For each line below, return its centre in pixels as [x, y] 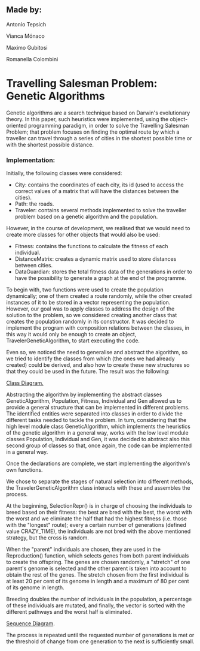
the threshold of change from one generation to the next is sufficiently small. [100, 641]
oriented [16, 125]
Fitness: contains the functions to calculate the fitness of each [91, 246]
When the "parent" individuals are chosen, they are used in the [84, 549]
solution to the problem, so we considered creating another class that [92, 315]
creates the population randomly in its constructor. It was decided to [90, 322]
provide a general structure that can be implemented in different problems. [98, 408]
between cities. [33, 266]
